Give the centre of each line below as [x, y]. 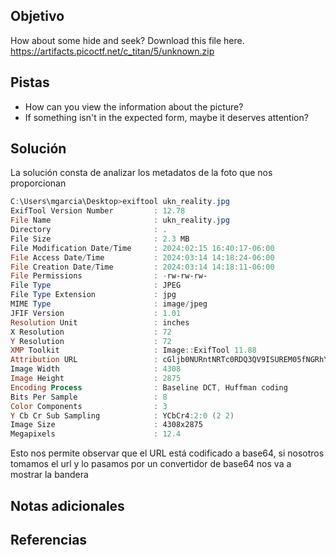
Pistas [30, 82]
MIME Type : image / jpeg [109, 304]
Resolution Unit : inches [100, 322]
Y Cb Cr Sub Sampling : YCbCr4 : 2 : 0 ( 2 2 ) [122, 415]
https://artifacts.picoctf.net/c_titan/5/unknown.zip [112, 51]
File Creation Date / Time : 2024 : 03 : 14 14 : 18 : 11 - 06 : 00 [142, 267]
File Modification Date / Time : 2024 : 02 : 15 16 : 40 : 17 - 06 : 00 [142, 248]
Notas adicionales [67, 505]
